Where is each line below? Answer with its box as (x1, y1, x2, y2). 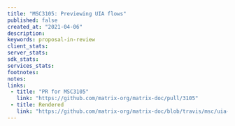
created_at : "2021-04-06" (7, 23, 83, 30)
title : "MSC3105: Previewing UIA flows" (7, 10, 127, 17)
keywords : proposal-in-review (7, 36, 96, 43)
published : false (7, 17, 58, 24)
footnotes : (7, 69, 39, 76)
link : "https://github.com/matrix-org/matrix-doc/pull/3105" (16, 95, 199, 102)
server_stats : (7, 50, 49, 57)
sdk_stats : (7, 56, 39, 63)
